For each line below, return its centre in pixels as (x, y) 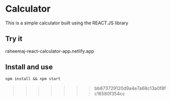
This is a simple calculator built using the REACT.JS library (67, 23)
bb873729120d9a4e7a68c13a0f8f (130, 88)
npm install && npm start (33, 79)
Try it (14, 39)
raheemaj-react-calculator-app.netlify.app (50, 51)
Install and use (29, 67)
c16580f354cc (110, 93)
